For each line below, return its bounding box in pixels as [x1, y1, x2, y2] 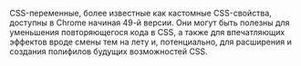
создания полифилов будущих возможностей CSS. [9, 46, 208, 57]
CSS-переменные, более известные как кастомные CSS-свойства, [9, 8, 272, 18]
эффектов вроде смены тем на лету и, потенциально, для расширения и [9, 36, 292, 47]
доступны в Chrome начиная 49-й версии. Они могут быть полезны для [9, 17, 290, 28]
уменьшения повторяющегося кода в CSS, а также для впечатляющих [9, 27, 285, 37]
